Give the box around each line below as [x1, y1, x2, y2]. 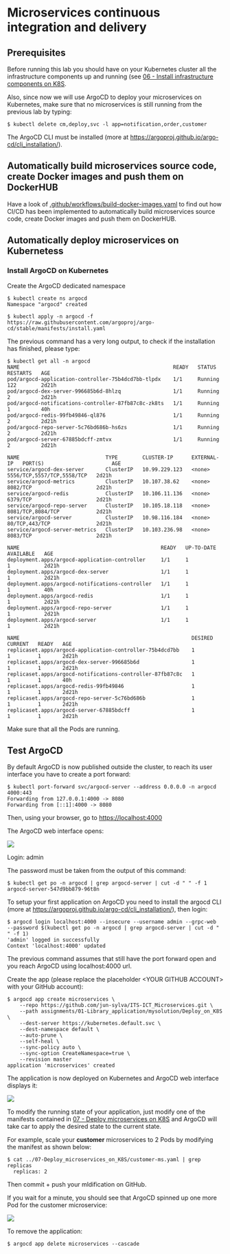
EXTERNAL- [191, 454, 220, 461]
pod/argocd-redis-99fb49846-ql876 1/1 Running [7, 411, 220, 419]
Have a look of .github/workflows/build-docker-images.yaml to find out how [7, 199, 222, 208]
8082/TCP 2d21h [7, 484, 112, 491]
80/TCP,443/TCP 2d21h [7, 520, 112, 527]
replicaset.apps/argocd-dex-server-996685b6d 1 [7, 658, 195, 665]
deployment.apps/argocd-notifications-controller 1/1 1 [7, 580, 189, 587]
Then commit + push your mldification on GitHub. [7, 1180, 147, 1189]
